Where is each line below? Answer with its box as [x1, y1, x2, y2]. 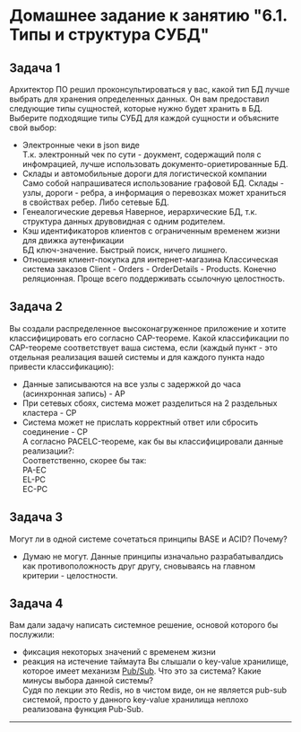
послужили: [9, 630, 56, 640]
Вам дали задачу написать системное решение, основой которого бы [9, 620, 279, 631]
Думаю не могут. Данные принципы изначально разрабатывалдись [21, 551, 284, 561]
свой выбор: [9, 122, 57, 133]
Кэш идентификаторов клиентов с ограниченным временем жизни [21, 225, 280, 236]
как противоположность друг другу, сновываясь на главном [21, 560, 255, 571]
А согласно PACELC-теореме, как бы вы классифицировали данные [21, 436, 284, 446]
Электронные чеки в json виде [21, 140, 141, 150]
